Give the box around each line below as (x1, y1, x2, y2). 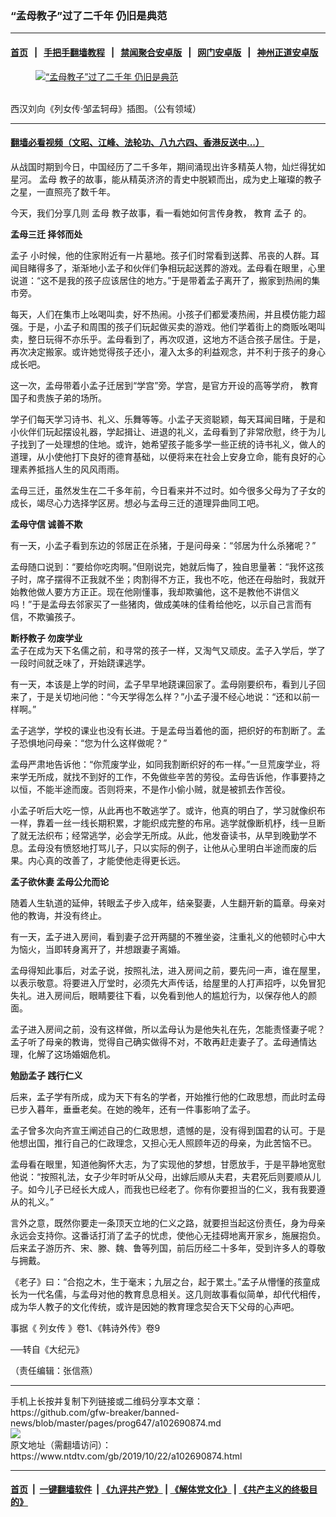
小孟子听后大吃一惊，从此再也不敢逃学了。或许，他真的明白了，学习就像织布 (10, 804, 326, 816)
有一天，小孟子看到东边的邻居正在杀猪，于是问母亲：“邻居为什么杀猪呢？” (10, 539, 317, 551)
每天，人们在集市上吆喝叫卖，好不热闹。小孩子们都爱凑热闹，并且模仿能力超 (10, 308, 326, 320)
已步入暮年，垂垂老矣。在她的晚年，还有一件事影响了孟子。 (10, 1103, 256, 1115)
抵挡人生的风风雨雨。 (36, 463, 125, 475)
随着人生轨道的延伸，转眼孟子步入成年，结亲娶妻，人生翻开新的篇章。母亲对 (10, 897, 326, 909)
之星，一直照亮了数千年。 (10, 185, 116, 197)
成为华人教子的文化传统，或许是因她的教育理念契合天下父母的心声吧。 (10, 1300, 300, 1312)
